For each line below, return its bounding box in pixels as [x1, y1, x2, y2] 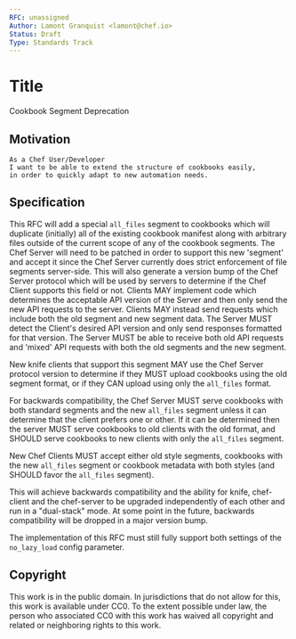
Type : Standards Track [9, 37, 93, 47]
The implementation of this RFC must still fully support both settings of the [9, 532, 282, 543]
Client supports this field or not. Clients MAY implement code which [9, 284, 257, 295]
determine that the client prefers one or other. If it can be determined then [9, 414, 280, 424]
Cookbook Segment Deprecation [9, 106, 130, 117]
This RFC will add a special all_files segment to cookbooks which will [9, 218, 270, 229]
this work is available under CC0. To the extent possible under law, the [9, 601, 268, 611]
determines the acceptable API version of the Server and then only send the [9, 294, 288, 305]
